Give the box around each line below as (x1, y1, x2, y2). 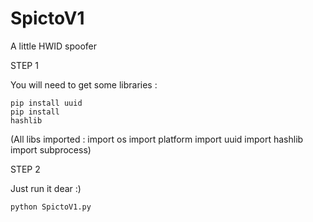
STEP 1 (10, 59, 39, 71)
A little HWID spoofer (10, 40, 97, 52)
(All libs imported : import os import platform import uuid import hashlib (10, 133, 304, 145)
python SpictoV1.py (10, 202, 92, 212)
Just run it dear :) (10, 182, 82, 194)
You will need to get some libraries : (10, 78, 158, 91)
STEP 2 (10, 163, 41, 175)
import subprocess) (10, 143, 92, 156)
